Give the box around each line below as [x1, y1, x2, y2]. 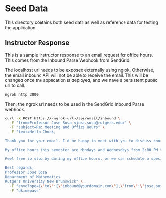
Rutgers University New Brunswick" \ [5, 179, 83, 184]
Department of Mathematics [5, 174, 61, 179]
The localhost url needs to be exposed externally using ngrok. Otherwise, [5, 67, 155, 73]
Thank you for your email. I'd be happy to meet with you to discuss [5, 139, 152, 144]
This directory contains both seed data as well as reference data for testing [5, 19, 158, 25]
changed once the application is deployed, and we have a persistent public [5, 77, 158, 83]
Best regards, [5, 165, 35, 170]
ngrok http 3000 [5, 92, 39, 97]
